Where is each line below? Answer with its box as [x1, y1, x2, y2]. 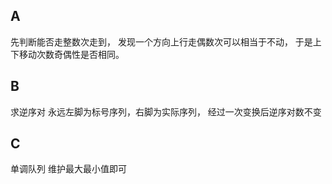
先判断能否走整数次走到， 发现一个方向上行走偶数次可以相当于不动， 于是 [10, 35, 313, 48]
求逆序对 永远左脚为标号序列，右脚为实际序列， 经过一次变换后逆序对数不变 [10, 105, 322, 118]
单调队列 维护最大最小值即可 [10, 163, 127, 175]
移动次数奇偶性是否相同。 [18, 48, 125, 60]
